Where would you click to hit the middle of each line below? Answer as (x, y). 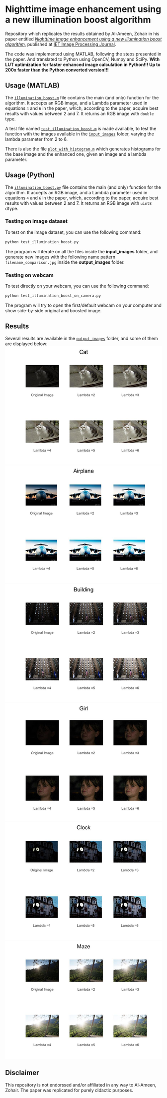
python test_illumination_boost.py (42, 242)
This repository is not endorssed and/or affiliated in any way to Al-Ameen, (81, 1085)
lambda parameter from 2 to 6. (37, 139)
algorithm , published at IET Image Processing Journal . (61, 44)
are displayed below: (26, 344)
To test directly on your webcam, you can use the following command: (77, 286)
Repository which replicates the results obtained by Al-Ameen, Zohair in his (82, 33)
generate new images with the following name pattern (60, 257)
